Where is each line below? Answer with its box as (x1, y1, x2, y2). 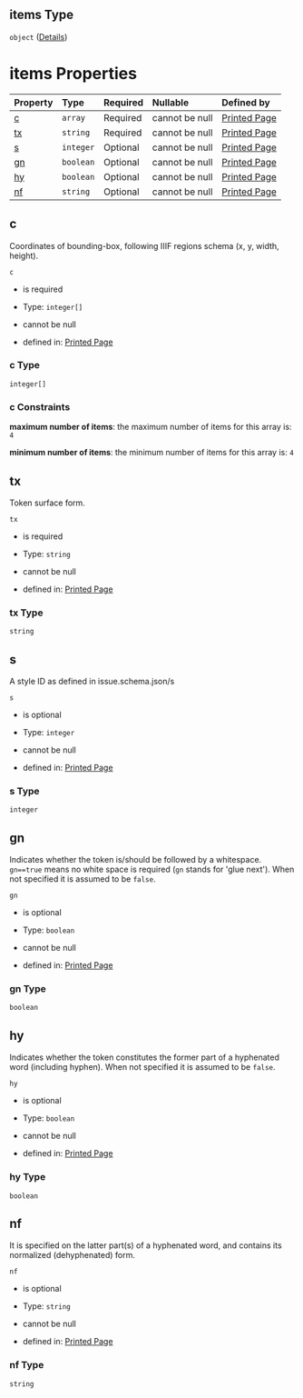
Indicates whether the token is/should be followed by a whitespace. (9, 854, 262, 865)
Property (14, 95, 54, 108)
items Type (9, 7, 74, 23)
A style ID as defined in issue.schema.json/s (9, 676, 175, 687)
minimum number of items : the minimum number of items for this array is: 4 (9, 447, 295, 458)
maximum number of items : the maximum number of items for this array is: (9, 422, 292, 433)
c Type (9, 359, 41, 372)
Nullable (151, 95, 189, 108)
